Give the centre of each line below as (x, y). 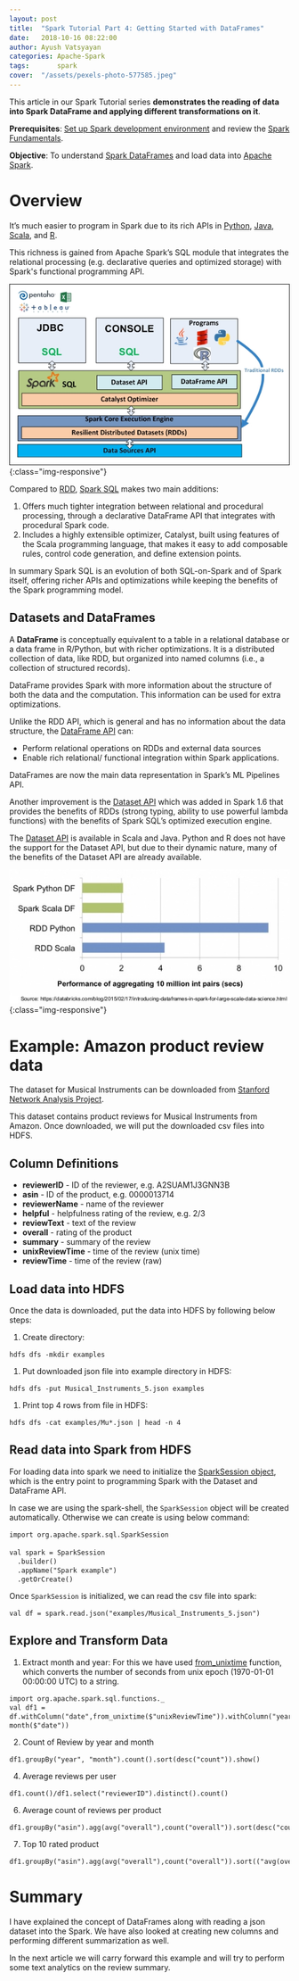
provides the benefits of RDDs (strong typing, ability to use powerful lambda (149, 811)
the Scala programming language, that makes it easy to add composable (155, 543)
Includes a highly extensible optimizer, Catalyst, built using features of (151, 535)
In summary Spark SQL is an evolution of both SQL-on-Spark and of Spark (145, 570)
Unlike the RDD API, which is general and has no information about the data (148, 721)
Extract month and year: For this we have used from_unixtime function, (152, 1662)
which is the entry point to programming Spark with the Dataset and (133, 1480)
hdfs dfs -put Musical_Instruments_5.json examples (107, 1388)
